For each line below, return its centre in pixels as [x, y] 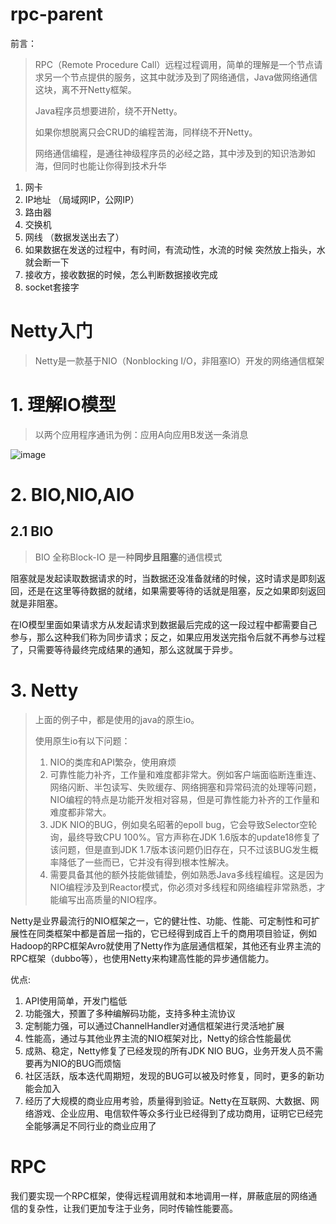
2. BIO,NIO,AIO [72, 495]
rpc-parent [57, 14]
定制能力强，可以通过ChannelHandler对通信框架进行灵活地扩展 [154, 1025]
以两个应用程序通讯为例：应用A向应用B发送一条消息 [141, 434]
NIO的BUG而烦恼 [86, 1063]
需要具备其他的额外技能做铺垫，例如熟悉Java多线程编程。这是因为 [186, 874]
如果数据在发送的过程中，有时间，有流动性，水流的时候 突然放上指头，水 [175, 249]
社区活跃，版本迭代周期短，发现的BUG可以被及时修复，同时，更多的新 [170, 1075]
